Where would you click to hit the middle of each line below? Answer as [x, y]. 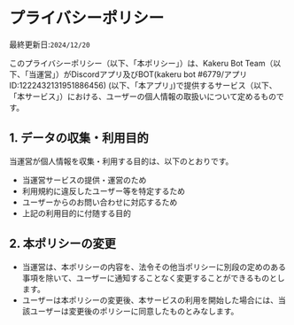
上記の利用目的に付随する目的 [76, 213]
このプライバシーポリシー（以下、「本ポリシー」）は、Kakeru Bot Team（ [141, 63]
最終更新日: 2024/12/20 [50, 44]
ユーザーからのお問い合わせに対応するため [100, 202]
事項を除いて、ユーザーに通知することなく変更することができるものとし [153, 278]
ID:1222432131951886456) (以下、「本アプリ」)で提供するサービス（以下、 [143, 85]
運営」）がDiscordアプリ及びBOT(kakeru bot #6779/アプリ [142, 74]
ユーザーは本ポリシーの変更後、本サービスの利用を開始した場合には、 [150, 300]
